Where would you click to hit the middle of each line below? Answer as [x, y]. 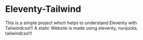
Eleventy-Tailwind [43, 9]
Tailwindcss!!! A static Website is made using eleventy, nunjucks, [72, 28]
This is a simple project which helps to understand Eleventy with [71, 23]
